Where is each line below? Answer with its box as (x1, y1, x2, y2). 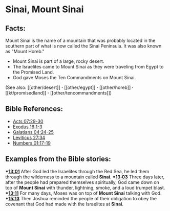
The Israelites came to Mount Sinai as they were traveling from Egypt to (12, 64, 164, 69)
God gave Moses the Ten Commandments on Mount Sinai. (12, 75, 136, 80)
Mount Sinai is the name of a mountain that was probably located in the (5, 37, 156, 43)
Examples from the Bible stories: (5, 155, 111, 163)
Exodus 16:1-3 (12, 124, 42, 130)
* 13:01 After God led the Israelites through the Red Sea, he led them (5, 168, 150, 174)
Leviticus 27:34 (12, 134, 46, 140)
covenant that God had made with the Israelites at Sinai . (5, 201, 124, 207)
